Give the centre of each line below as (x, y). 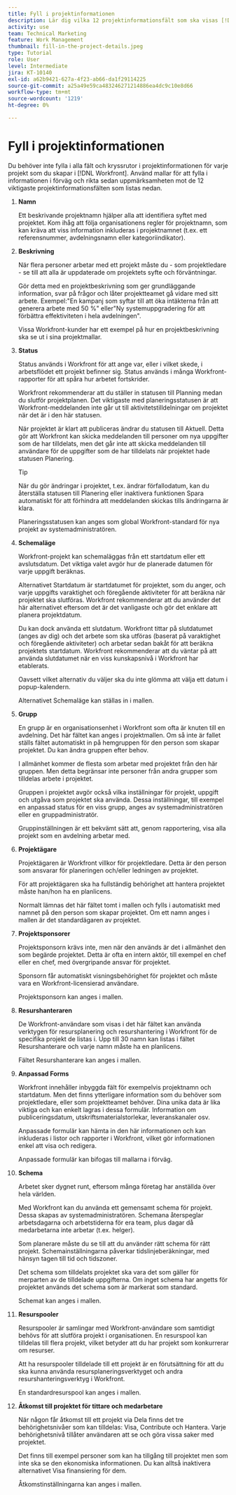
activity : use (29, 27)
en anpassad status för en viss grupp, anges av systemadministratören (120, 807)
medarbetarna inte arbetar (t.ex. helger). (76, 1229)
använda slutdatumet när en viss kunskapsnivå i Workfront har (108, 658)
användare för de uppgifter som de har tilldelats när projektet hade (114, 451)
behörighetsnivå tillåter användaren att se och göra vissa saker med (116, 1435)
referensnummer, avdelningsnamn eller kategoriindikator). (102, 237)
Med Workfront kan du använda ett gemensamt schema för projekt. (115, 1207)
